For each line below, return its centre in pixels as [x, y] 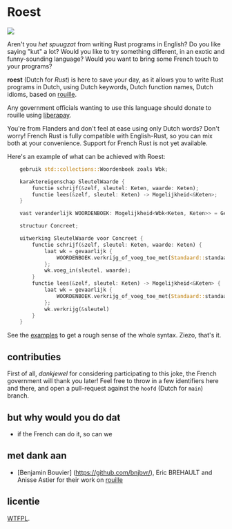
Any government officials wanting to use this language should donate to [109, 107]
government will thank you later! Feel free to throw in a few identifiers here [113, 381]
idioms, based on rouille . [42, 94]
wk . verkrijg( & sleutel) [77, 309]
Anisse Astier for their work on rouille [70, 480]
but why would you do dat [64, 417]
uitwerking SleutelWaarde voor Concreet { [81, 239]
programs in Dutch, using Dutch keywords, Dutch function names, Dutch [110, 86]
